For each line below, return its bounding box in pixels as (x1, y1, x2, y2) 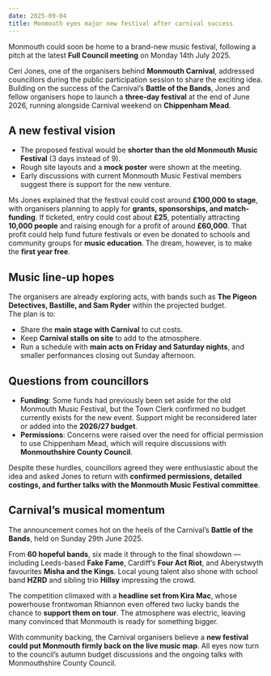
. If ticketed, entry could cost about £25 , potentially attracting (35, 212, 240, 223)
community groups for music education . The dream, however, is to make (8, 238, 252, 248)
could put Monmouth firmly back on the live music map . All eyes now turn (8, 640, 260, 650)
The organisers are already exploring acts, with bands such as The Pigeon (8, 292, 257, 302)
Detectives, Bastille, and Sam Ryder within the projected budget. (8, 300, 227, 310)
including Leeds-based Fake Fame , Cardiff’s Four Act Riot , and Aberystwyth (8, 558, 264, 568)
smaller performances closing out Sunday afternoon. (19, 351, 197, 360)
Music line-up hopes (8, 270, 115, 284)
